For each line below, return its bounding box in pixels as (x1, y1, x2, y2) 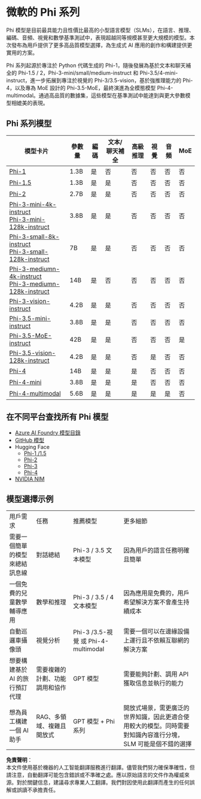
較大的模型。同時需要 (129, 722, 190, 730)
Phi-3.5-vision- (9, 349, 56, 357)
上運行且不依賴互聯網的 (123, 636, 190, 645)
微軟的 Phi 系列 (6, 5, 80, 19)
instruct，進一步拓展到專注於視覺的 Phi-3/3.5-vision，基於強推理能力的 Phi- (6, 76, 193, 84)
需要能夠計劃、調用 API (123, 670, 189, 678)
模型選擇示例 (6, 493, 54, 504)
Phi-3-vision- (9, 297, 51, 305)
